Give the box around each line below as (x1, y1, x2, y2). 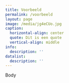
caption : (5, 26, 24, 31)
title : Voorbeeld (5, 7, 42, 12)
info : (5, 44, 17, 49)
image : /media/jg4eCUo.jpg (5, 21, 62, 26)
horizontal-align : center (10, 30, 64, 35)
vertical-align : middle (10, 40, 59, 45)
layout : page (5, 16, 33, 21)
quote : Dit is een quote (10, 35, 62, 40)
